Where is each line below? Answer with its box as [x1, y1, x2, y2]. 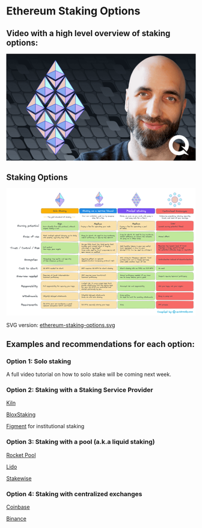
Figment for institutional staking [6, 423, 85, 430]
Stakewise [6, 474, 32, 482]
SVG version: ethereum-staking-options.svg [6, 322, 115, 329]
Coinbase [6, 503, 30, 511]
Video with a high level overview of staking [6, 28, 171, 38]
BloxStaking [6, 411, 36, 419]
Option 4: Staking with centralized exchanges [6, 490, 142, 498]
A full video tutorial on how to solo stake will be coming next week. [6, 371, 171, 378]
